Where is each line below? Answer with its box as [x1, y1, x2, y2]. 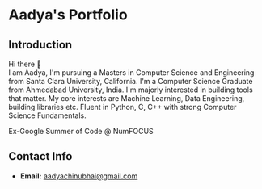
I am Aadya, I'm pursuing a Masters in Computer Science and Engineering [8, 68, 255, 78]
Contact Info [8, 149, 73, 163]
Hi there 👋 [8, 59, 42, 69]
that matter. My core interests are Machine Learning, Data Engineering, [8, 94, 245, 103]
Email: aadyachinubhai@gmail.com [19, 171, 138, 181]
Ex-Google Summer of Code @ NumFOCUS [8, 127, 154, 136]
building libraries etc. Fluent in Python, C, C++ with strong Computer [8, 103, 237, 111]
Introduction [8, 38, 73, 52]
